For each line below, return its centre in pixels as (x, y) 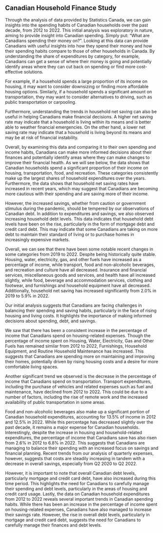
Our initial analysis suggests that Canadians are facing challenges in (73, 305)
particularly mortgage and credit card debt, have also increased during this (81, 478)
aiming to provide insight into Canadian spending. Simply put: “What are (77, 35)
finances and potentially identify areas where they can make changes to (77, 157)
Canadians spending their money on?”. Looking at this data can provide (77, 41)
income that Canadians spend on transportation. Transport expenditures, (78, 381)
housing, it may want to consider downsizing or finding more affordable (77, 86)
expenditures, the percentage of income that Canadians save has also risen (81, 438)
